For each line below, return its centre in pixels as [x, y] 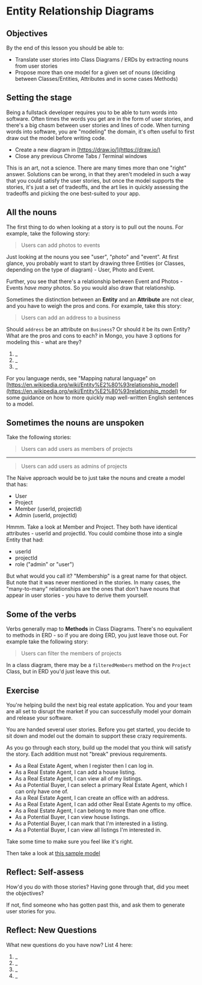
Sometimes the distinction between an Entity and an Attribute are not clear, [100, 299]
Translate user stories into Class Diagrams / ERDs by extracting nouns [102, 59]
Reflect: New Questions [52, 930]
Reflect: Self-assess [45, 872]
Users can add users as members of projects [77, 449]
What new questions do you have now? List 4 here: [69, 945]
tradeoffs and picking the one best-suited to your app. [73, 193]
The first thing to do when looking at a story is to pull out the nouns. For [95, 227]
